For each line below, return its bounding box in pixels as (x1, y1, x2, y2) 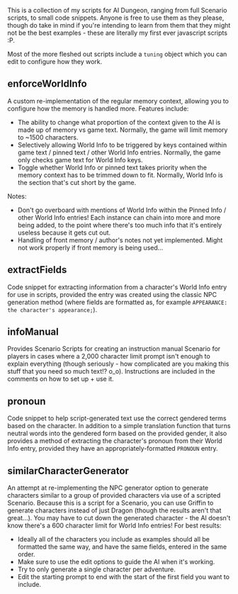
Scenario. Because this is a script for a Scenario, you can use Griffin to (7, 499, 214, 508)
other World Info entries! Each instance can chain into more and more (17, 213, 221, 222)
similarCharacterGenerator (7, 464, 130, 477)
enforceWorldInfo (7, 78, 87, 90)
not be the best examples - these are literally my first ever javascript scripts (7, 28, 228, 37)
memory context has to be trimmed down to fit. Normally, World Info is (17, 170, 223, 179)
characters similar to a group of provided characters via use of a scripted (7, 491, 221, 500)
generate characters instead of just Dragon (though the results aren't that (7, 506, 222, 515)
